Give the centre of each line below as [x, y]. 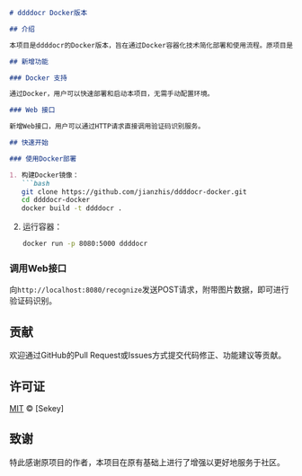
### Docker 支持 [38, 78]
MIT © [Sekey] [37, 408]
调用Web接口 [38, 268]
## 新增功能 [29, 62]
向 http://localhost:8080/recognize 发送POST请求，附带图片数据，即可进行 [149, 290]
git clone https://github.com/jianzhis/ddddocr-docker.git [134, 192]
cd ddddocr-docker [56, 200]
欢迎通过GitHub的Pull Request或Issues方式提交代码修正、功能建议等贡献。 [147, 356]
